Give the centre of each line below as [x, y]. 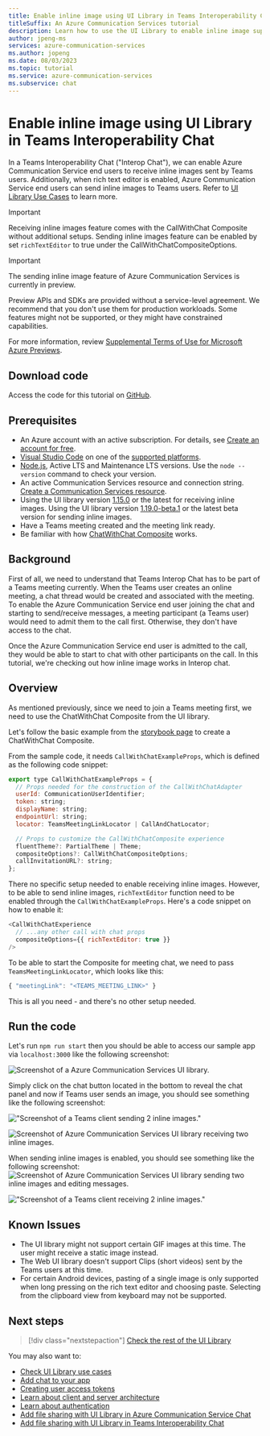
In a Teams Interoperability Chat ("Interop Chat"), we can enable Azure [125, 163]
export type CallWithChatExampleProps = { [80, 779]
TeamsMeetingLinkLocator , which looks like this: [86, 971]
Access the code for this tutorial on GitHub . [80, 395]
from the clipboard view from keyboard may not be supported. [123, 1296]
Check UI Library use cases [66, 1372]
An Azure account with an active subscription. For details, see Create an [139, 440]
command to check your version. [102, 474]
